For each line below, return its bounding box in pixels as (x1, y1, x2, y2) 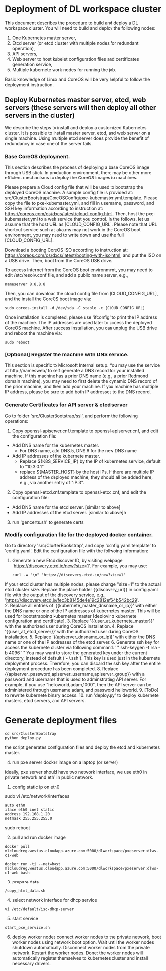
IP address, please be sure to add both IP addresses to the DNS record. (5, 389, 151, 395)
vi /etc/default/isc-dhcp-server (5, 906, 74, 912)
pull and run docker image (12, 834, 66, 840)
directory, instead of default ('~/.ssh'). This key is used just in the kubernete (5, 655, 160, 661)
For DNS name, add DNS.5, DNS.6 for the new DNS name (19, 447, 137, 453)
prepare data (12, 879, 39, 884)
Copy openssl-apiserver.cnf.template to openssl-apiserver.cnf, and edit (12, 428, 159, 434)
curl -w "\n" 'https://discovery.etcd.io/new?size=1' (12, 572, 126, 577)
